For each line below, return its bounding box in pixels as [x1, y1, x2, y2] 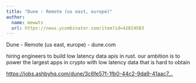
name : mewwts [11, 19, 44, 25]
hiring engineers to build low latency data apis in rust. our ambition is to [6, 52, 181, 59]
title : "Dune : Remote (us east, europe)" [6, 8, 113, 15]
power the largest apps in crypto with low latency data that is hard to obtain [6, 59, 191, 66]
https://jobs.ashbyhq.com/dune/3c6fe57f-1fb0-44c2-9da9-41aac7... [6, 70, 173, 77]
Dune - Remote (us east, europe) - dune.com [6, 41, 116, 48]
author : [6, 14, 25, 20]
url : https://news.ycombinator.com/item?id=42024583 [11, 25, 144, 31]
